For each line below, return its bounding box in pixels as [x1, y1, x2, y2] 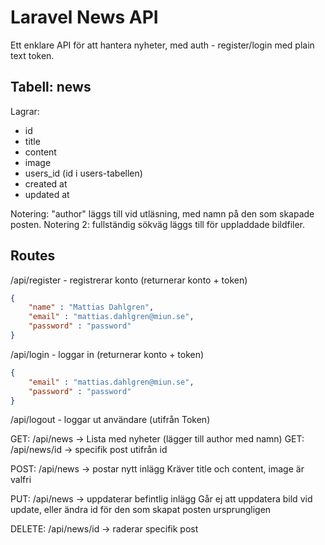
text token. [10, 49, 55, 61]
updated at [24, 188, 70, 200]
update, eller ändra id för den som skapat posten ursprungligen [10, 504, 272, 516]
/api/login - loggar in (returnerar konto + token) [10, 348, 205, 360]
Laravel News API [10, 6, 159, 29]
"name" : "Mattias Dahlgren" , [28, 302, 155, 313]
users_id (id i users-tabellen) [24, 167, 143, 179]
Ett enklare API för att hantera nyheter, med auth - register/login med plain [10, 39, 315, 51]
